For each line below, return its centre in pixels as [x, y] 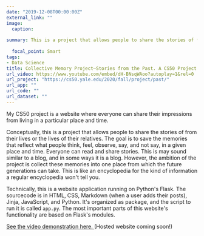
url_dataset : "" [27, 96]
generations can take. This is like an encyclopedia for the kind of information [102, 170]
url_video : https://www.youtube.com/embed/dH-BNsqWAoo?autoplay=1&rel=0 [100, 74]
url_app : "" [21, 86]
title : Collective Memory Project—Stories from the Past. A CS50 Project [102, 68]
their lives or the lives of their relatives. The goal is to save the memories [97, 138]
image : [15, 23]
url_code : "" [23, 91]
